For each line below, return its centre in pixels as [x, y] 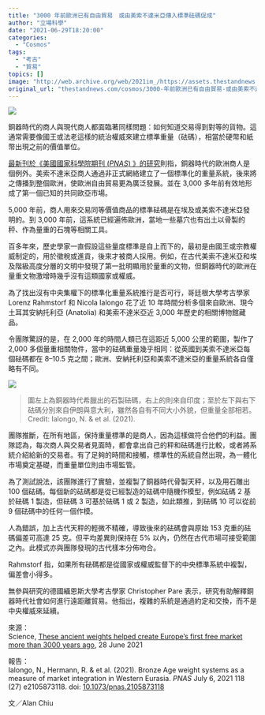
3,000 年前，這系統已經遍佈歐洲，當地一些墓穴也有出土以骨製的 [142, 220]
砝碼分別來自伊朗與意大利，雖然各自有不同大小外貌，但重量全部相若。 [142, 410]
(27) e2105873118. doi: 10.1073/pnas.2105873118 [86, 687]
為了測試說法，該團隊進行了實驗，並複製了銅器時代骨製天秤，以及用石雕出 [129, 481]
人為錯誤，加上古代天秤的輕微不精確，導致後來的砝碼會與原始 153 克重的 [126, 528]
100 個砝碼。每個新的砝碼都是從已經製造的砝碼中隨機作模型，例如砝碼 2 [125, 492]
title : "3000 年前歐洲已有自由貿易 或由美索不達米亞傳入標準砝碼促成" [112, 15]
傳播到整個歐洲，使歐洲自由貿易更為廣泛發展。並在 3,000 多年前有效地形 [133, 183]
